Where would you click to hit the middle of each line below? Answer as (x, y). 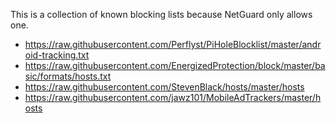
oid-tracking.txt (57, 55)
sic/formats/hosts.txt (68, 76)
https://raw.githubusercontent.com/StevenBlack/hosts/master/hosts (164, 87)
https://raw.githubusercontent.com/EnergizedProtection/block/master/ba (175, 65)
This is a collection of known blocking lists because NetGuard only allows (161, 14)
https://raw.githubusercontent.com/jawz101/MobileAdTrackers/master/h (173, 97)
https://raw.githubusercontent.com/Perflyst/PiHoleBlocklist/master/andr (173, 44)
